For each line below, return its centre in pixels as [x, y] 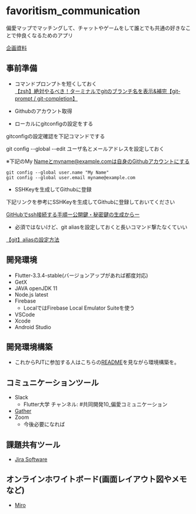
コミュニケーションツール [52, 383]
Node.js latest [31, 294]
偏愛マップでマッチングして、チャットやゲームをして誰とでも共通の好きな [96, 28]
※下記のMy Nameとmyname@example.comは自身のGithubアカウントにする [98, 161]
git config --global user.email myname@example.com [71, 178]
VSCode [25, 314]
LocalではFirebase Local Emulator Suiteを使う [79, 308]
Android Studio [33, 327]
